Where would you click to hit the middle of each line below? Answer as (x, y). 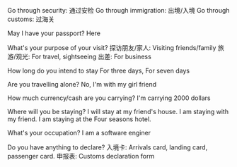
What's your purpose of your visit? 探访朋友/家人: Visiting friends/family (112, 48)
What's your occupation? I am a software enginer (79, 133)
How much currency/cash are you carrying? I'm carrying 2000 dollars (109, 98)
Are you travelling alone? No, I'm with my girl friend (82, 84)
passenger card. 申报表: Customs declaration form (81, 156)
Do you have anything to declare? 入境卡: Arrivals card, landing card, (108, 147)
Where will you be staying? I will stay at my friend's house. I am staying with (118, 112)
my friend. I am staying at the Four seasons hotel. (79, 119)
